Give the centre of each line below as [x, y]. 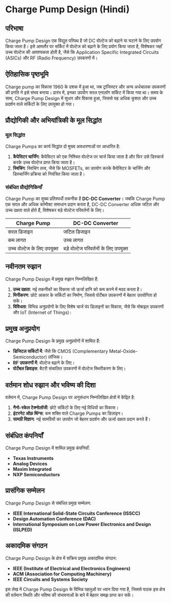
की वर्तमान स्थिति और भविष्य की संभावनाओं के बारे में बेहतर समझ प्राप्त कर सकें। [70, 595]
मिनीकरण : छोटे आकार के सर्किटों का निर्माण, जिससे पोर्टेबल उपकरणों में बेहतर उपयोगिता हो [85, 295]
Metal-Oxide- [123, 351]
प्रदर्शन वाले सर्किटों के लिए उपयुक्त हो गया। [40, 104]
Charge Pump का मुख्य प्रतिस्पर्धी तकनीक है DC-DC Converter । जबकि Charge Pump [85, 198]
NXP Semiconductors [36, 475]
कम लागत [17, 240]
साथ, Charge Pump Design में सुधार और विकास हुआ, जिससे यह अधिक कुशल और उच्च [81, 98]
